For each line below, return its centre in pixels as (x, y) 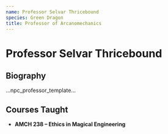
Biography (26, 76)
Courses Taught (37, 109)
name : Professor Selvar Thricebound (52, 12)
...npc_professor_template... (41, 90)
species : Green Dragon (35, 18)
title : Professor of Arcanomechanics (54, 23)
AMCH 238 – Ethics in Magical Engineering (70, 124)
